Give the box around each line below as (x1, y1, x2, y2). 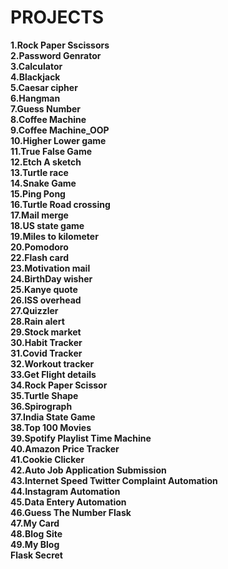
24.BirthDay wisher (10, 272, 93, 285)
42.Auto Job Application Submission (10, 464, 167, 476)
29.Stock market (10, 326, 82, 338)
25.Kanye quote (10, 283, 78, 295)
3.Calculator (10, 60, 63, 72)
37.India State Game (10, 411, 96, 423)
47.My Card (10, 517, 60, 529)
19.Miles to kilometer (10, 230, 99, 242)
